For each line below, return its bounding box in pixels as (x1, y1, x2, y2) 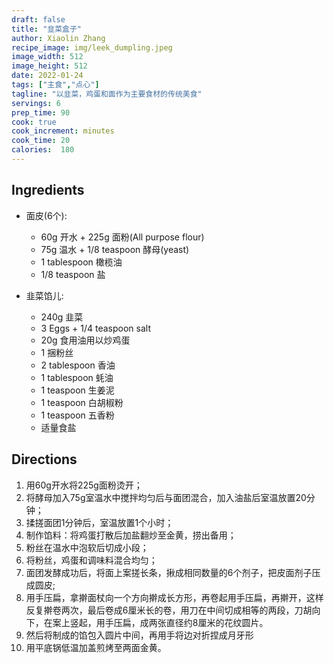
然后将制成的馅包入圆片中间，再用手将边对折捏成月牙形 (25, 629, 254, 641)
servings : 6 (11, 98, 61, 108)
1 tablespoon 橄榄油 (40, 256, 123, 268)
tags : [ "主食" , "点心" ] (11, 80, 100, 90)
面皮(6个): (25, 209, 68, 221)
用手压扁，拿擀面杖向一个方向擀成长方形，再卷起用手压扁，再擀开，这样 (25, 591, 324, 603)
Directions (11, 451, 78, 468)
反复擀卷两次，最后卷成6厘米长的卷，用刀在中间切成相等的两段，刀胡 (25, 604, 313, 616)
